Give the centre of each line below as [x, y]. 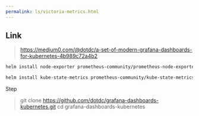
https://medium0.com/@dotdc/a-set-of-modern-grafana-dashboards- [106, 50]
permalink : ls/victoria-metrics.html [52, 12]
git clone [31, 101]
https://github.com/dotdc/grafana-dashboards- [101, 101]
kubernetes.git [38, 107]
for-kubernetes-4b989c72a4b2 [59, 56]
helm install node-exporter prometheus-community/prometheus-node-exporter [101, 67]
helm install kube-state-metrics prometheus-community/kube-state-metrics [100, 78]
